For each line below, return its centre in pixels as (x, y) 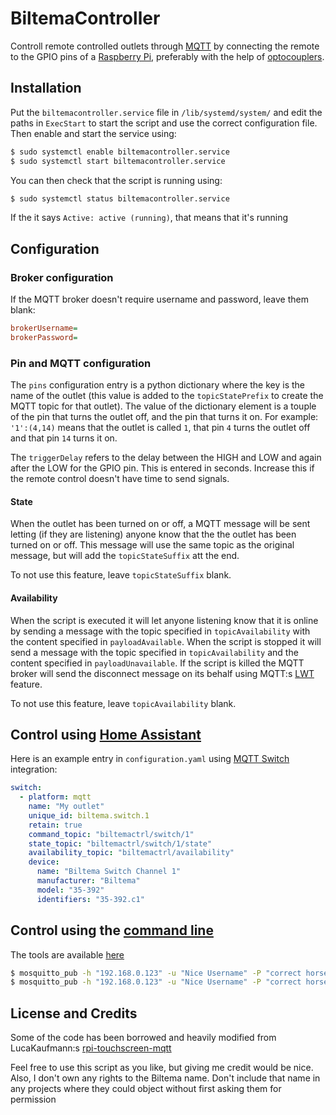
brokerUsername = (44, 328)
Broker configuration (62, 277)
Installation (46, 88)
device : (44, 862)
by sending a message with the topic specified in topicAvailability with (160, 631)
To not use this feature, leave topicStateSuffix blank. (121, 575)
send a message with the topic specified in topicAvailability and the (154, 652)
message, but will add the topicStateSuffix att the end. (125, 556)
